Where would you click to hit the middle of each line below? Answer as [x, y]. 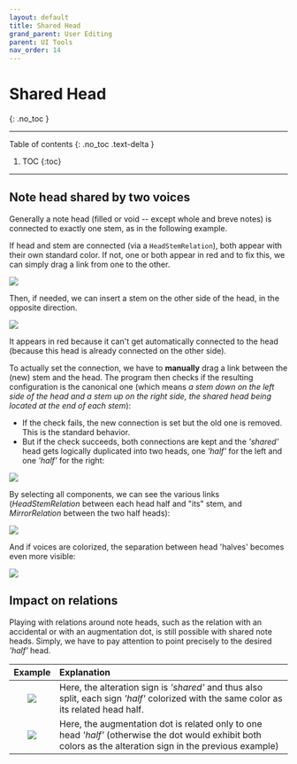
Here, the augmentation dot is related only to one [160, 723]
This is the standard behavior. [76, 432]
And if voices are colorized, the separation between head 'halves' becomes [147, 547]
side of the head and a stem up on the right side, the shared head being [141, 396]
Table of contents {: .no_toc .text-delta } [82, 144]
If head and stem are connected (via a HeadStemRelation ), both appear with [146, 246]
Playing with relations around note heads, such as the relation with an [136, 622]
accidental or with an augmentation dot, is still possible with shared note [141, 631]
